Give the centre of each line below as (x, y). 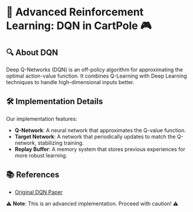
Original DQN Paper (39, 192)
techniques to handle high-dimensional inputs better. (70, 82)
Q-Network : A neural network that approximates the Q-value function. (100, 130)
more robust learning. (41, 155)
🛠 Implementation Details (55, 102)
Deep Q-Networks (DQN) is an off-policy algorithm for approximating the (95, 70)
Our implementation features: (42, 118)
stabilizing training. (60, 143)
